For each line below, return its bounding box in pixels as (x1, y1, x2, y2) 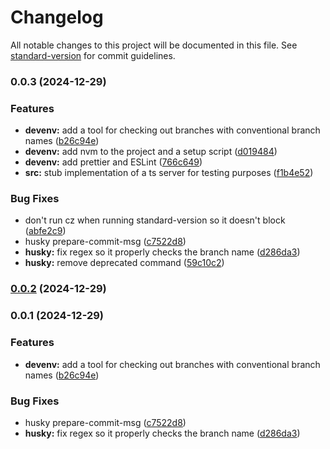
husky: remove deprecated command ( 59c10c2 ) (24, 257, 225, 269)
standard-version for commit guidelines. (10, 49, 176, 61)
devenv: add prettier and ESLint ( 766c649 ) (24, 156, 203, 168)
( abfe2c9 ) (24, 225, 67, 237)
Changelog (10, 6, 104, 29)
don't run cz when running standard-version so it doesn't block (24, 214, 286, 226)
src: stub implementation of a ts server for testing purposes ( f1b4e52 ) (24, 167, 314, 179)
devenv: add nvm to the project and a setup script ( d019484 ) (24, 146, 278, 158)
